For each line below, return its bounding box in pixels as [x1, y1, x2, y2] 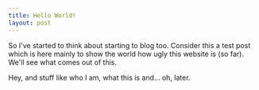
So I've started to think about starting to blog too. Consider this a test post [8, 40, 251, 50]
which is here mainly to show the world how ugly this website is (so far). [8, 49, 245, 58]
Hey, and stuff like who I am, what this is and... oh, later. [8, 73, 191, 82]
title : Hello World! [8, 11, 77, 20]
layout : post [8, 19, 52, 27]
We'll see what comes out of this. [8, 57, 118, 67]
